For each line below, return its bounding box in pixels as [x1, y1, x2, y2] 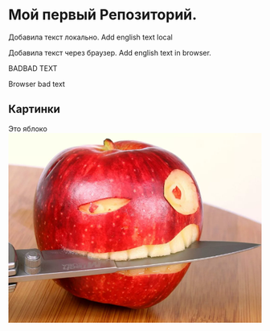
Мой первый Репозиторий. [8, 6, 198, 24]
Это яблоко [8, 123, 48, 134]
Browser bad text [8, 79, 66, 89]
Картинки [8, 102, 60, 116]
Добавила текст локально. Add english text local [8, 32, 173, 42]
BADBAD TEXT [8, 63, 58, 73]
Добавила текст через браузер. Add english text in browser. [8, 48, 211, 57]
